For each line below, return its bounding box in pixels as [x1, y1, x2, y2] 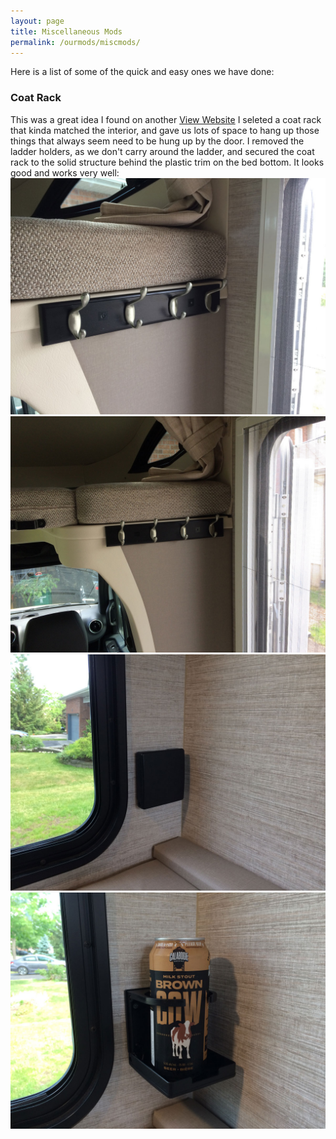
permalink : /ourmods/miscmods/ [10, 37, 141, 47]
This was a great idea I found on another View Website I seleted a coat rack [10, 113, 322, 125]
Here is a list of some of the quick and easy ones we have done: [10, 66, 275, 78]
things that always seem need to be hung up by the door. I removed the [10, 135, 305, 147]
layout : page [10, 16, 65, 26]
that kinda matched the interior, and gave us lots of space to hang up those [10, 124, 320, 136]
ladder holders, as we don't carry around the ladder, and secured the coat [10, 145, 315, 157]
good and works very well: [10, 166, 120, 179]
